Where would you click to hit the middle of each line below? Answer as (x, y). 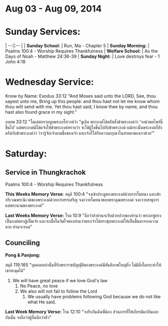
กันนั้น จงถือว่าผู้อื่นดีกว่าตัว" (28, 317)
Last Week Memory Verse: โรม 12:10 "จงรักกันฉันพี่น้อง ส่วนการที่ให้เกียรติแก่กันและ (82, 311)
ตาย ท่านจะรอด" (19, 227)
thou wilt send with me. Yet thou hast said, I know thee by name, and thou (81, 107)
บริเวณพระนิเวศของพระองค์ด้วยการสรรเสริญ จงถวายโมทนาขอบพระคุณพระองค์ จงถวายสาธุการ (82, 200)
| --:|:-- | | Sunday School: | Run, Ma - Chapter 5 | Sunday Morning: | (77, 46)
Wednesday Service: (50, 82)
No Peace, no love (39, 286)
